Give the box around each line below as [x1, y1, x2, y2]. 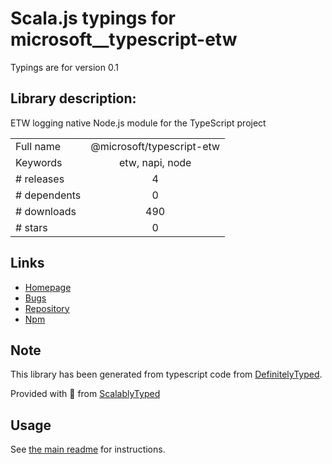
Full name [15, 139, 62, 153]
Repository [24, 302, 70, 314]
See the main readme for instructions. [10, 443, 166, 456]
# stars [15, 220, 48, 234]
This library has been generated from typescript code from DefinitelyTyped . [10, 368, 323, 381]
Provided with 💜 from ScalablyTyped [10, 388, 161, 400]
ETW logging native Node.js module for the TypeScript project [10, 117, 267, 129]
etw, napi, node [118, 155, 192, 169]
